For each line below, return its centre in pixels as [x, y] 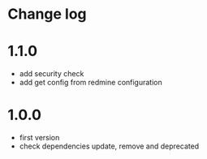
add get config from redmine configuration [91, 83]
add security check [52, 74]
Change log [47, 14]
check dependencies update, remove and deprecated [109, 146]
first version [39, 138]
